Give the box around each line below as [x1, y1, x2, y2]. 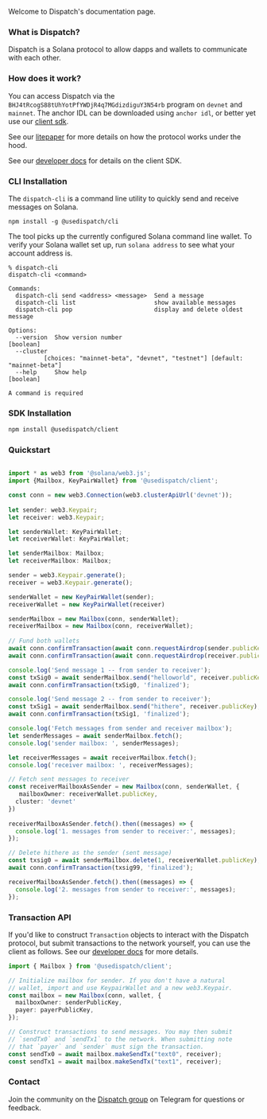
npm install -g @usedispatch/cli [8, 217, 119, 225]
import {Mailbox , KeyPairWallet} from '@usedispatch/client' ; [8, 477, 219, 485]
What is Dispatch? [8, 26, 81, 37]
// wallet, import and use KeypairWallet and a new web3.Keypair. [8, 984, 233, 992]
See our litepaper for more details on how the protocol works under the [8, 131, 242, 142]
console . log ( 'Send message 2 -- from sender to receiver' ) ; [8, 696, 212, 704]
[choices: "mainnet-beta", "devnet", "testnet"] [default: [43, 354, 244, 362]
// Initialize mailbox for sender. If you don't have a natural [8, 977, 226, 984]
